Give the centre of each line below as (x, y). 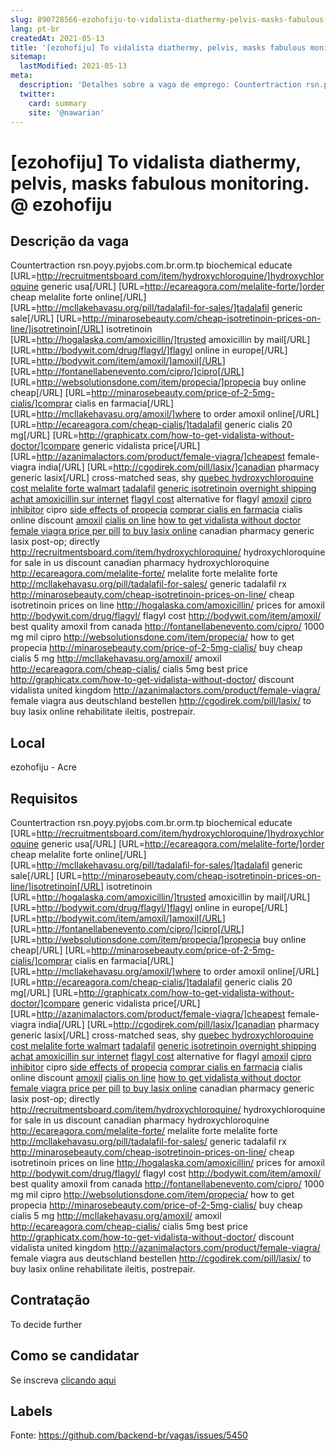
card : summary (57, 103)
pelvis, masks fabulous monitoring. (160, 183)
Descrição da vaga (70, 241)
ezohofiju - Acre (43, 767)
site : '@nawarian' (66, 112)
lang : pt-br (35, 29)
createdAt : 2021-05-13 (57, 38)
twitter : (37, 94)
